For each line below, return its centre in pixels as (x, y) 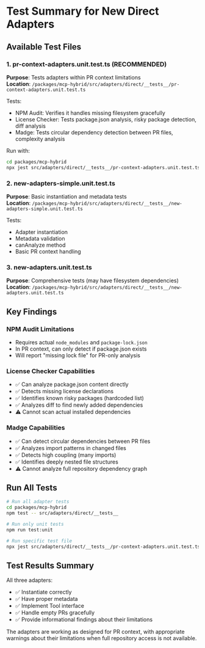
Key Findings (32, 312)
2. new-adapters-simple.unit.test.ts (61, 183)
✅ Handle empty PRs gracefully (55, 613)
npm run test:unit (30, 530)
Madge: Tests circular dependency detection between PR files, (94, 132)
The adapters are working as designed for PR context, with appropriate (95, 632)
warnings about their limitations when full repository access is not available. (102, 638)
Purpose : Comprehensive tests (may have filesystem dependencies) (92, 281)
